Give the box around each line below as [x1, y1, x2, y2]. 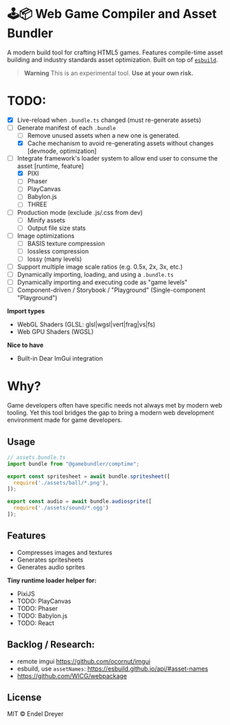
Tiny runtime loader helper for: [7, 576, 97, 585]
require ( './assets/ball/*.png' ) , [13, 479, 109, 486]
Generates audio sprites [16, 563, 86, 571]
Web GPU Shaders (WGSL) [16, 328, 94, 336]
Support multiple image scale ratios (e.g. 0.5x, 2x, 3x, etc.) [16, 262, 183, 271]
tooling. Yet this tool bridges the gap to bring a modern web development [7, 408, 214, 417]
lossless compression [27, 246, 89, 255]
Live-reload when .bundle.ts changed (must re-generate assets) [16, 116, 201, 124]
